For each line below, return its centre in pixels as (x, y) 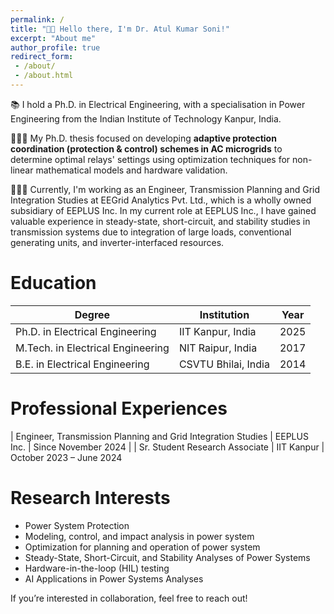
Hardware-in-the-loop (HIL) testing (97, 568)
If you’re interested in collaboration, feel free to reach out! (129, 598)
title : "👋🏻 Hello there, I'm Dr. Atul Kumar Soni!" (120, 29)
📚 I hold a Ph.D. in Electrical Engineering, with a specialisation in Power (158, 104)
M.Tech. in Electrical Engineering (92, 348)
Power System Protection (77, 525)
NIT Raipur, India (218, 348)
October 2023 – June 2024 (66, 457)
